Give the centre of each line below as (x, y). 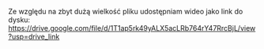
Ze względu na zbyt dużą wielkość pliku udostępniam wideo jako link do (126, 11)
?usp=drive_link (34, 36)
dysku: (19, 20)
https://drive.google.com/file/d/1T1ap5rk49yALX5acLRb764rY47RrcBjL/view (132, 28)
